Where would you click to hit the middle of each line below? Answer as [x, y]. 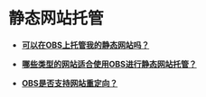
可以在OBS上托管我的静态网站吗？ [85, 45]
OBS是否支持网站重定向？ [70, 83]
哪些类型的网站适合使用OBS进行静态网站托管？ [109, 64]
